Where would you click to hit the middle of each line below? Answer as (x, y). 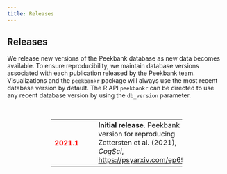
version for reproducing (137, 134)
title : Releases (31, 14)
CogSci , (111, 152)
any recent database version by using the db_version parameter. (99, 95)
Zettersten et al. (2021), (137, 143)
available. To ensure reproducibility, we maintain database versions (103, 66)
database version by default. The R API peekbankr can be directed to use (111, 88)
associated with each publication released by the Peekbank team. (101, 73)
